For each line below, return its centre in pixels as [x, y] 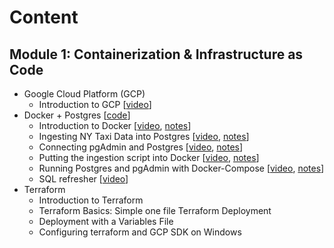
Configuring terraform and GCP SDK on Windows [140, 232]
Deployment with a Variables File [106, 221]
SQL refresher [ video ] [83, 179]
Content [44, 17]
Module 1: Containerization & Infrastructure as [156, 54]
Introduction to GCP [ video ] [95, 104]
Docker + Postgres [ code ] [77, 115]
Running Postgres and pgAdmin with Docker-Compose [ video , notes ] [181, 168]
